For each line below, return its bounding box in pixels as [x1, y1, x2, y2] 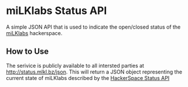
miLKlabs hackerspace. [6, 29, 63, 36]
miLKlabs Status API [6, 4, 107, 18]
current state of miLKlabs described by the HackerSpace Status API [6, 74, 170, 81]
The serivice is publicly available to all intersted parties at [6, 62, 145, 69]
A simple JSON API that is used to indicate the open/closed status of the [6, 23, 181, 30]
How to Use [6, 47, 49, 57]
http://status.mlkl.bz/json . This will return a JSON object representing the [6, 68, 183, 75]
